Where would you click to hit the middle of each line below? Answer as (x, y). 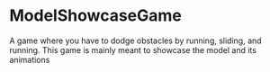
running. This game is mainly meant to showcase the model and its (133, 49)
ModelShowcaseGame (96, 16)
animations (30, 59)
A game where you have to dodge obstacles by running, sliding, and (136, 40)
